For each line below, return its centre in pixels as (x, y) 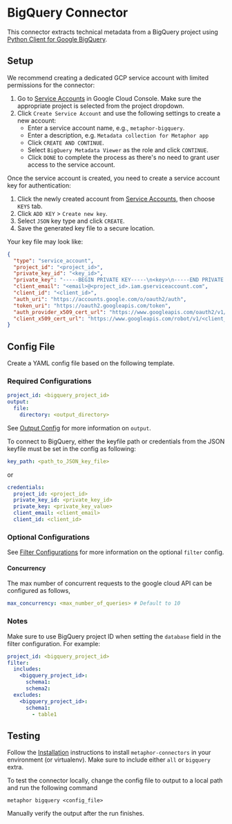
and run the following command (52, 788)
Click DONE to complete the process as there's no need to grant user (123, 157)
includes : (27, 669)
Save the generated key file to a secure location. (86, 228)
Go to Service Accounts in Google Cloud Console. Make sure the (109, 98)
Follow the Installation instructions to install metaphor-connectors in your (109, 753)
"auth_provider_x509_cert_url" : (60, 312)
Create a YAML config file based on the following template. (91, 363)
